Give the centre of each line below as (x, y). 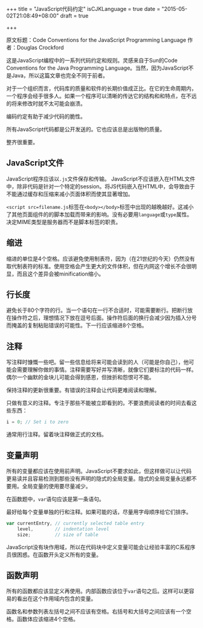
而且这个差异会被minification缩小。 (60, 274)
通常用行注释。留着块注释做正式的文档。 (56, 434)
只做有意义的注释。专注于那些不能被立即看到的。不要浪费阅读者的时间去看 (99, 403)
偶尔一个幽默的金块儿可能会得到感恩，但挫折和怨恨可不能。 (80, 377)
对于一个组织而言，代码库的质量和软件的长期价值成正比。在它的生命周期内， (101, 88)
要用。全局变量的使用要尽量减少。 (49, 486)
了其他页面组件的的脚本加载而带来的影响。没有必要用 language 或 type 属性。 (99, 214)
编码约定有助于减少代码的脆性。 (46, 116)
